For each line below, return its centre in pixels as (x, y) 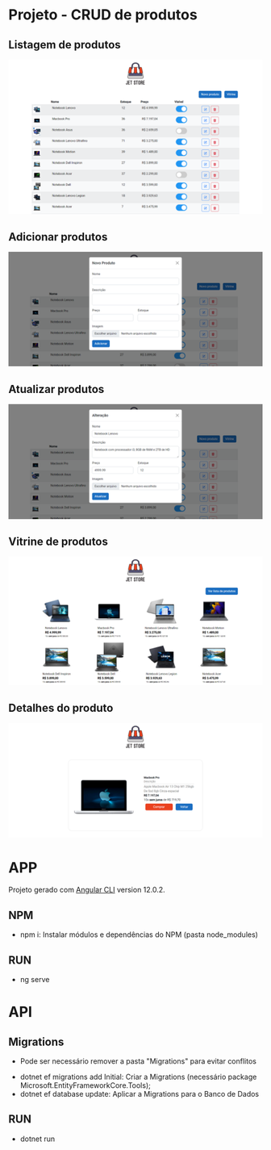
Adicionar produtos (58, 237)
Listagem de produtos (65, 45)
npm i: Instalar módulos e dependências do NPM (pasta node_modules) (139, 935)
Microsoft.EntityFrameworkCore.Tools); (85, 1085)
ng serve (35, 980)
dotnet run (38, 1139)
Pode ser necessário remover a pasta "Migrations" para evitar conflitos (138, 1061)
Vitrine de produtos (58, 541)
